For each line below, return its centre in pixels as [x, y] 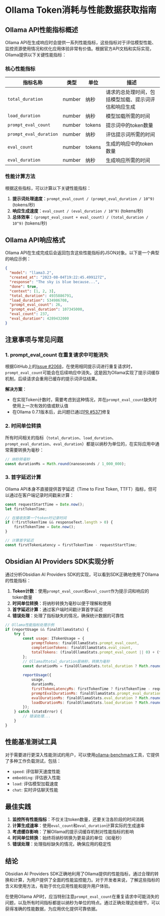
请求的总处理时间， [128, 92]
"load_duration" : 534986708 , [39, 300]
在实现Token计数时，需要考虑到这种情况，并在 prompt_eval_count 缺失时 [84, 400]
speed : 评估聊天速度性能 [36, 771]
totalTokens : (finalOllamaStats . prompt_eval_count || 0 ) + [93, 652]
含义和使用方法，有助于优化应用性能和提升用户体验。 [59, 886]
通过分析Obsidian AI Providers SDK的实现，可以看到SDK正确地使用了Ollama [82, 574]
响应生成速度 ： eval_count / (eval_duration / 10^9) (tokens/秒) [78, 211]
